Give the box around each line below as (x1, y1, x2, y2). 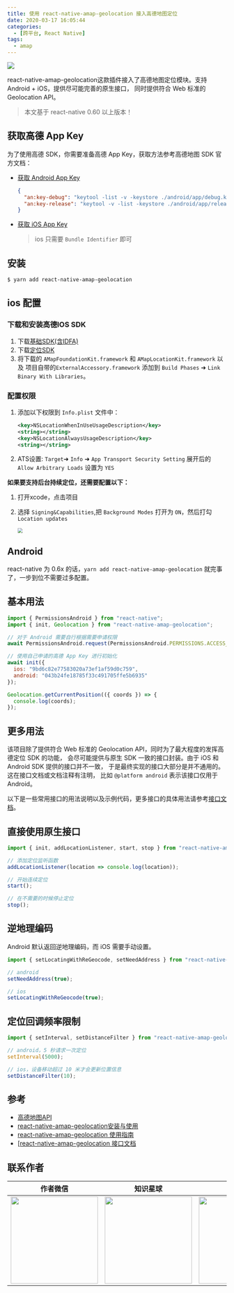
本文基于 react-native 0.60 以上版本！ (24, 108, 133, 116)
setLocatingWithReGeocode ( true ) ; (7, 994, 104, 1001)
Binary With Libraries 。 (17, 372, 90, 380)
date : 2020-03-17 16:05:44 (7, 17, 86, 24)
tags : (7, 36, 23, 43)
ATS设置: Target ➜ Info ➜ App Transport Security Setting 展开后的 (17, 455, 211, 463)
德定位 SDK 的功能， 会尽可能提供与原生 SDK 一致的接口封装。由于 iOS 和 (7, 753, 219, 762)
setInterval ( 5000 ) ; (7, 1053, 64, 1060)
